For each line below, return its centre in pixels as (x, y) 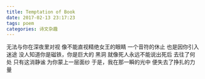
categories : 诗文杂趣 (32, 29)
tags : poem (20, 23)
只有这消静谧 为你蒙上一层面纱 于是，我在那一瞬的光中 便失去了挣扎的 (102, 62)
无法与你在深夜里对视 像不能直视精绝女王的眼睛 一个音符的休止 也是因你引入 (103, 47)
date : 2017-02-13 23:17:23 (41, 18)
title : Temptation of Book (41, 12)
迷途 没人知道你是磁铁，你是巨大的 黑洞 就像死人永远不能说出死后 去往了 (98, 55)
